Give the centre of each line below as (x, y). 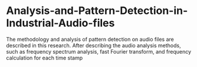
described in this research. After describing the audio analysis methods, (93, 45)
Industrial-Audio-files (60, 23)
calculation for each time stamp (45, 58)
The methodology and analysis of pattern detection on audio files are (90, 39)
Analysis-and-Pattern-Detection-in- (97, 11)
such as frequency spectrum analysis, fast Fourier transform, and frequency (99, 51)
